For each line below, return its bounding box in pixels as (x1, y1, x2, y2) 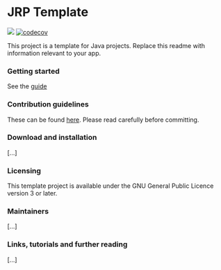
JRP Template (7, 4, 89, 20)
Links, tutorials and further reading (7, 239, 128, 249)
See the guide (7, 82, 47, 90)
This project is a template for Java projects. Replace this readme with (7, 41, 206, 49)
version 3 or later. (7, 189, 58, 198)
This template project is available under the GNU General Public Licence (7, 182, 214, 190)
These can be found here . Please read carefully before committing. (7, 116, 199, 124)
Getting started (7, 66, 60, 76)
